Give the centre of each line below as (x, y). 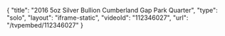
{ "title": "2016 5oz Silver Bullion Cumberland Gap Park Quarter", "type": (112, 10)
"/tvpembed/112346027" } (45, 25)
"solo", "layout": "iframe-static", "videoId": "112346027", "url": (98, 18)
